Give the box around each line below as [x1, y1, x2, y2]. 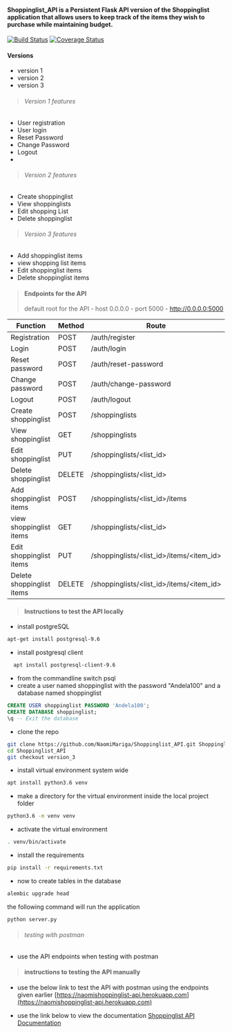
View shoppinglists [17, 199, 71, 208]
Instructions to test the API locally [23, 607, 124, 616]
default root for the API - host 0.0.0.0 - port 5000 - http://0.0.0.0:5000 [23, 304, 224, 313]
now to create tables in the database [17, 876, 122, 885]
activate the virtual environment [17, 825, 108, 834]
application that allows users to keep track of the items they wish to [7, 12, 205, 21]
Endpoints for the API [23, 289, 87, 297]
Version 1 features [23, 97, 76, 105]
